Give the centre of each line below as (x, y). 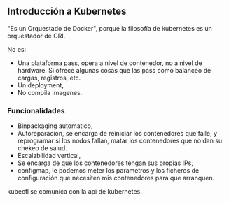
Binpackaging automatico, (55, 126)
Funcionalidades (36, 110)
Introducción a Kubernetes (67, 12)
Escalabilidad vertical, (49, 156)
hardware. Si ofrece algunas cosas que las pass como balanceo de (114, 70)
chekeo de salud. (42, 148)
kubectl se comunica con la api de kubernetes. (75, 192)
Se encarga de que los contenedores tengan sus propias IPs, (105, 163)
